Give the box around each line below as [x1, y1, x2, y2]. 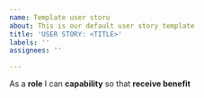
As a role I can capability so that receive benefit [9, 78, 191, 89]
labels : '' [9, 37, 50, 47]
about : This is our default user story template [9, 21, 195, 30]
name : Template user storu [9, 12, 111, 22]
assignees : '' [9, 46, 63, 55]
